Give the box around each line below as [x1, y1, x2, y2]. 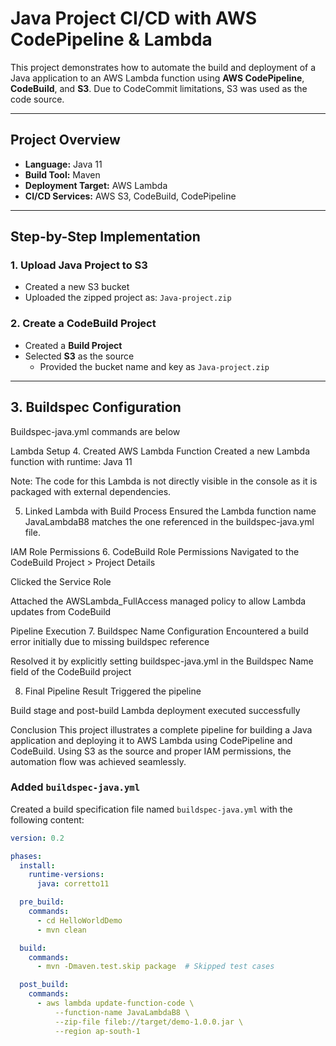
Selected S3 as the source [24, 350, 135, 362]
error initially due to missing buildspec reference [10, 635, 210, 647]
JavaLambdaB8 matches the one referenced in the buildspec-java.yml [24, 515, 315, 527]
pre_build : [19, 897, 65, 907]
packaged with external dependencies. [10, 485, 172, 497]
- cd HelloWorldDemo [36, 915, 123, 926]
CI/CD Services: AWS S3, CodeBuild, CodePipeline [24, 190, 237, 202]
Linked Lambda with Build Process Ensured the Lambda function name [24, 505, 317, 517]
